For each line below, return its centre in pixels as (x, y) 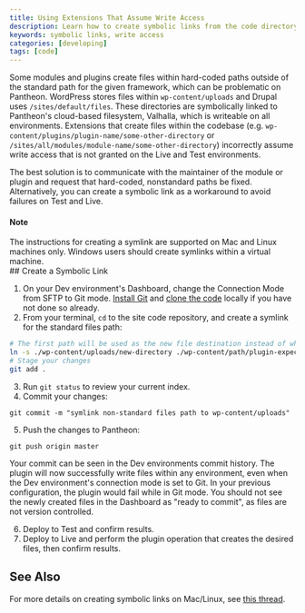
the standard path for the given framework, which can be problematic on (145, 87)
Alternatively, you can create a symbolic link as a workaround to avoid (140, 192)
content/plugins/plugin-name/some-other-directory (107, 136)
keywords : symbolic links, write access (87, 35)
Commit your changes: (65, 396)
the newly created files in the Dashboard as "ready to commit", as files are (148, 501)
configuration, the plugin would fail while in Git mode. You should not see (146, 492)
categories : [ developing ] (58, 43)
